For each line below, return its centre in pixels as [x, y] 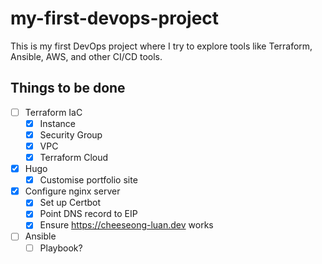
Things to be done [68, 88]
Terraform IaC [53, 112]
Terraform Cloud [74, 157]
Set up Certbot [70, 203]
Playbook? [61, 248]
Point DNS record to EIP [88, 214]
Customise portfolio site [88, 180]
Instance [57, 123]
